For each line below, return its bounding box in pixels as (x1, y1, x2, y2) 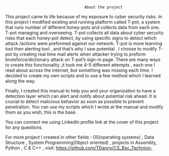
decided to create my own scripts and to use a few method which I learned (5, 73, 161, 78)
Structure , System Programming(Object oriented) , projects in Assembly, (5, 139, 157, 145)
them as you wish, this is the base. (5, 109, 77, 115)
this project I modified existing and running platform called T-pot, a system (5, 19, 160, 25)
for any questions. (5, 124, 43, 130)
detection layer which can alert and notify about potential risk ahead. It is (5, 93, 157, 99)
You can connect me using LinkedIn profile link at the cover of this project (5, 119, 159, 125)
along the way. (5, 78, 36, 84)
